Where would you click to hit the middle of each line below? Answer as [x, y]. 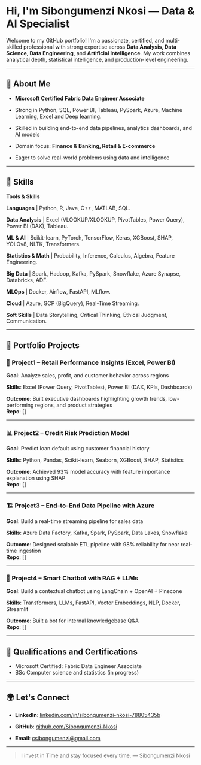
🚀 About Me [28, 84]
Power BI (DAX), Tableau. [37, 226]
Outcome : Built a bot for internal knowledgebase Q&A [73, 621]
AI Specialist [38, 24]
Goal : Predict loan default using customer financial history [78, 448]
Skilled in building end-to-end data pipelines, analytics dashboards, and [103, 128]
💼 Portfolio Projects [43, 345]
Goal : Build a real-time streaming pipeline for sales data [75, 521]
